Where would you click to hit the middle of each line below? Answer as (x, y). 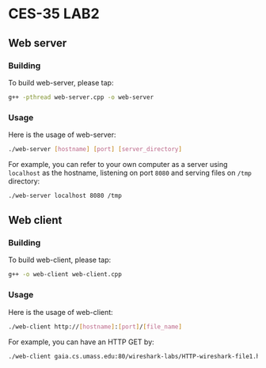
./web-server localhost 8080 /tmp (65, 195)
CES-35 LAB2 (54, 14)
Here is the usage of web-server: (62, 135)
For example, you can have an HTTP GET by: (81, 342)
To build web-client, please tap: (60, 260)
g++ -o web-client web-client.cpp (65, 275)
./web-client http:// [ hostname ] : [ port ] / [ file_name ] (95, 326)
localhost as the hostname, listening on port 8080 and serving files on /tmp (130, 173)
